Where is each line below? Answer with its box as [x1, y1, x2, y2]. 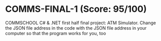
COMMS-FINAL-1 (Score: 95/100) [5, 3, 147, 15]
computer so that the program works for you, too [5, 30, 106, 36]
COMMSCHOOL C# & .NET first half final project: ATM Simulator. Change [5, 20, 156, 26]
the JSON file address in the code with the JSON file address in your [5, 25, 147, 31]
